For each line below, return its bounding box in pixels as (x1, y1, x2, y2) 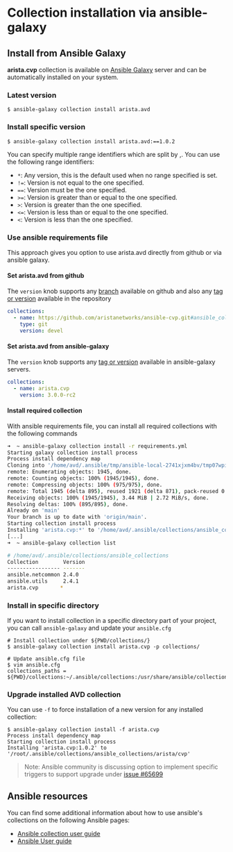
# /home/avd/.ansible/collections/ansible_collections (7, 552, 169, 559)
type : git (19, 321, 49, 328)
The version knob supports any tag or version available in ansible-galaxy (7, 358, 216, 366)
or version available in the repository (7, 294, 112, 303)
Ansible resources (7, 790, 88, 802)
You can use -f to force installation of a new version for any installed (7, 705, 203, 714)
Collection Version (7, 558, 85, 565)
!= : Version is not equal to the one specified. (17, 178, 144, 187)
